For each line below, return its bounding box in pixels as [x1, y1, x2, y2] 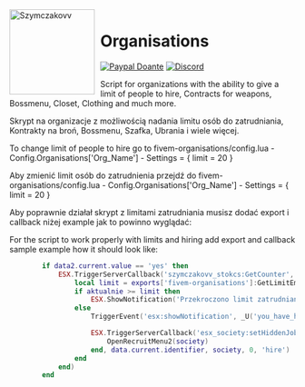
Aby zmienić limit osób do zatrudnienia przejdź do [9, 170, 197, 181]
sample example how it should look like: [9, 243, 159, 254]
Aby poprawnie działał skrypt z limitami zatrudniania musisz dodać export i [9, 206, 290, 217]
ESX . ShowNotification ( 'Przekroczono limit [90, 295, 254, 304]
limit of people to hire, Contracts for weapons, [100, 88, 272, 99]
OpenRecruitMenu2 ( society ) [106, 336, 209, 346]
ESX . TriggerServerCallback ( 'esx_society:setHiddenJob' [90, 329, 302, 338]
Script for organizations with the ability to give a [100, 78, 280, 89]
